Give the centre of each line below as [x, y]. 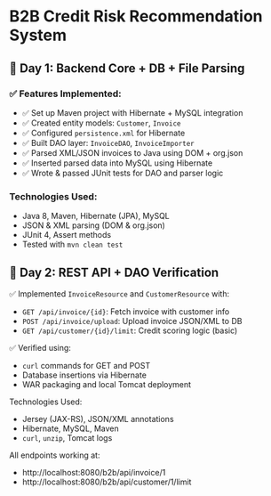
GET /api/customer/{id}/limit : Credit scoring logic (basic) [130, 330]
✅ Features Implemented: [65, 94]
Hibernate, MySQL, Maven [71, 428]
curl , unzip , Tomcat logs [67, 437]
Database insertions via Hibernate [84, 375]
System [38, 35]
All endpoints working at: [55, 455]
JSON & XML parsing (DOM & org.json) [94, 225]
